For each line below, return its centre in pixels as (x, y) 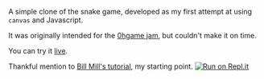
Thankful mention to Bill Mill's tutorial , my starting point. (101, 66)
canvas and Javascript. (46, 20)
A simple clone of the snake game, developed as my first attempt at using (130, 12)
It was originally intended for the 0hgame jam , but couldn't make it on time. (133, 36)
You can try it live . (38, 51)
